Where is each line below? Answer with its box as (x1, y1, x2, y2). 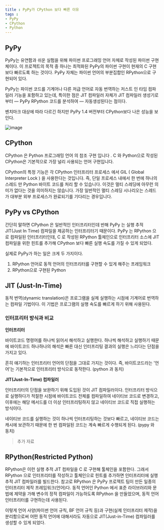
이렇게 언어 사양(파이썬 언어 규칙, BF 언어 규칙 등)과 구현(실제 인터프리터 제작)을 (5, 507, 158, 513)
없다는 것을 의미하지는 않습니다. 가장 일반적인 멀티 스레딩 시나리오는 (14, 187, 143, 193)
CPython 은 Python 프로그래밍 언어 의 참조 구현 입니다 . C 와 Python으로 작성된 (5, 152, 158, 158)
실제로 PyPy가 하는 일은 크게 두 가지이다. (5, 251, 83, 256)
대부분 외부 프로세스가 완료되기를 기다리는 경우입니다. (10, 193, 113, 199)
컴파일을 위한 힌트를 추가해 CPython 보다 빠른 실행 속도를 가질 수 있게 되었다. (5, 240, 153, 246)
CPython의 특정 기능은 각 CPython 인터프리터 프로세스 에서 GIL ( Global (5, 169, 144, 175)
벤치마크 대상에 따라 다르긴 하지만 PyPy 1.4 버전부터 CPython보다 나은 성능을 (5, 108, 153, 114)
